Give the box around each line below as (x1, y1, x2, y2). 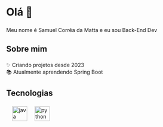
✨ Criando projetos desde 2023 (6, 62, 85, 69)
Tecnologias (6, 88, 53, 98)
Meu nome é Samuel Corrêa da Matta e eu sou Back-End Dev (6, 27, 158, 34)
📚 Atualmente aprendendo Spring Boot (6, 68, 103, 76)
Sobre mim (6, 44, 48, 54)
